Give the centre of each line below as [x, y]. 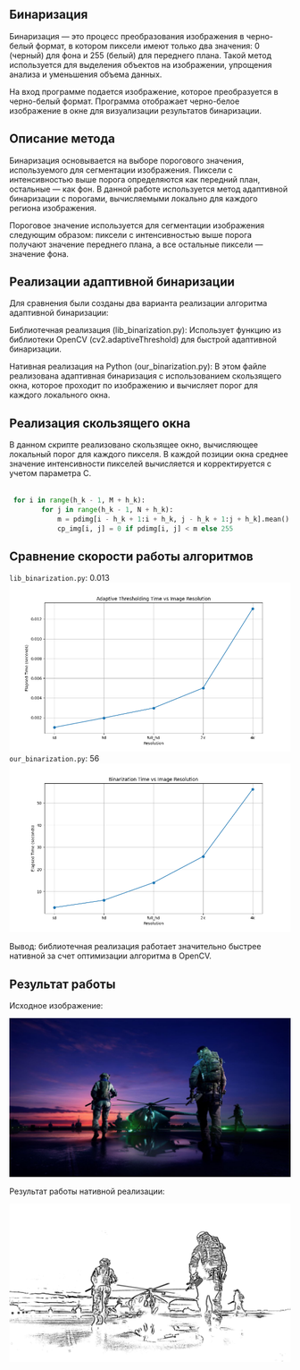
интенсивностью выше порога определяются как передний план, [135, 179]
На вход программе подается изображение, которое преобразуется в [144, 91]
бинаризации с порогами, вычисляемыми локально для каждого [133, 198]
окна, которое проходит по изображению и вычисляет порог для [134, 386]
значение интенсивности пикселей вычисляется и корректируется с [141, 464]
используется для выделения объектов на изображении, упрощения [141, 64]
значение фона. [39, 253]
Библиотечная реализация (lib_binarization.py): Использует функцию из [146, 330]
